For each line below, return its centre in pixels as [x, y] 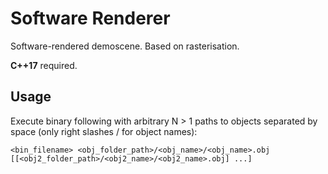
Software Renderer [90, 18]
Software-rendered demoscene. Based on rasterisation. [125, 46]
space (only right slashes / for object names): [104, 131]
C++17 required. [44, 65]
